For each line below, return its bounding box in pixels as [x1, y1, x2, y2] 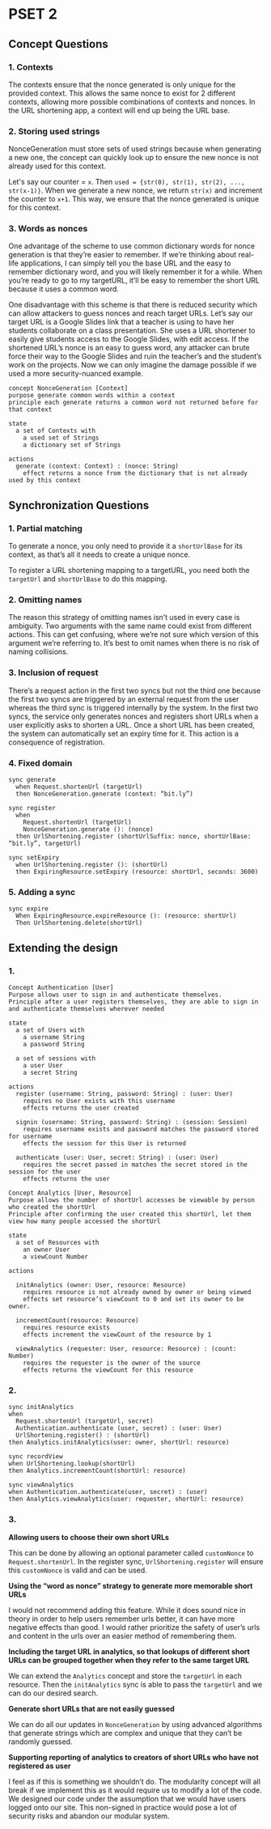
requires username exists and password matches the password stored [23, 1126, 259, 1134]
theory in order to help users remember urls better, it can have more [8, 1614, 235, 1623]
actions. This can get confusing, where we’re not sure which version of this [8, 630, 259, 639]
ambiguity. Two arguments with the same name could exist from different [8, 621, 252, 631]
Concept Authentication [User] [8, 984, 114, 992]
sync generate [8, 776, 57, 784]
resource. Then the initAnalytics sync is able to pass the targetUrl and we [8, 1679, 263, 1689]
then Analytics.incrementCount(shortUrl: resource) [8, 1466, 186, 1475]
